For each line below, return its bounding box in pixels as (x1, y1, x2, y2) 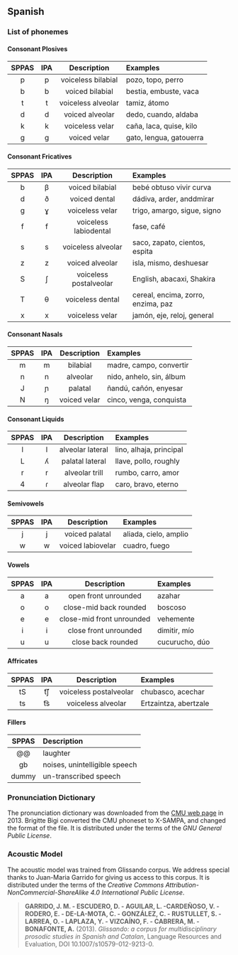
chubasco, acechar (140, 686, 205, 696)
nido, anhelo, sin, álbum (107, 371, 186, 381)
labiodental (74, 225, 111, 235)
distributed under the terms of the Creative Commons (7, 880, 164, 889)
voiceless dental (65, 294, 120, 304)
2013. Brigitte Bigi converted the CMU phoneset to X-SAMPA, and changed (7, 816, 227, 825)
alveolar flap (63, 479, 105, 489)
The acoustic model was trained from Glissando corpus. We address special (7, 865, 230, 874)
